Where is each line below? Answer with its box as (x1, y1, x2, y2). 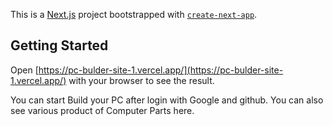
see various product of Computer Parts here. (10, 104, 195, 116)
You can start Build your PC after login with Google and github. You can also (10, 94, 324, 106)
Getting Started (10, 37, 109, 54)
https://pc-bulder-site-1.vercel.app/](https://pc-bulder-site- (38, 64, 284, 76)
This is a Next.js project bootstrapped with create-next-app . (10, 9, 258, 20)
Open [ (10, 64, 39, 76)
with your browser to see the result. (68, 74, 215, 86)
